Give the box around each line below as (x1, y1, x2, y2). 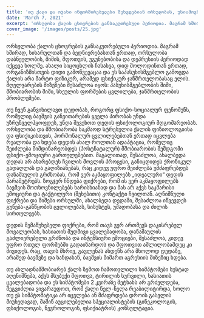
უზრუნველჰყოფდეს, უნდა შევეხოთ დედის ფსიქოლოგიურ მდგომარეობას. (6, 119, 198, 127)
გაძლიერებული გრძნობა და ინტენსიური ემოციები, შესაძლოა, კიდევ (6, 235, 184, 242)
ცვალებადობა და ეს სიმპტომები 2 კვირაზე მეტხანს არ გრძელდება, (6, 278, 180, 286)
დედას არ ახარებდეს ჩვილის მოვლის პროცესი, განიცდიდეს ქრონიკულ (6, 158, 192, 165)
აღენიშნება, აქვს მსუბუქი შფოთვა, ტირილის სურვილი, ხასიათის (6, 272, 172, 280)
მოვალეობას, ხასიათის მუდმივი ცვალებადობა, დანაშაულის (6, 228, 161, 235)
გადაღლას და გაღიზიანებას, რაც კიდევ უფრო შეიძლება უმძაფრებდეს (6, 164, 189, 172)
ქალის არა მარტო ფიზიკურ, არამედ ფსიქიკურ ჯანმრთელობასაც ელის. (6, 75, 190, 82)
